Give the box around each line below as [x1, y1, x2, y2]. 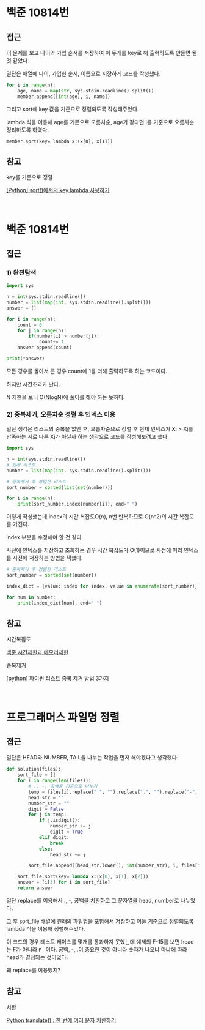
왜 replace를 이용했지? [6, 966, 61, 974]
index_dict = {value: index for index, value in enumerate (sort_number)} [6, 583, 198, 589]
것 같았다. [6, 57, 29, 64]
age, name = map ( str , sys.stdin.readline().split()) [17, 88, 154, 94]
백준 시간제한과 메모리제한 [6, 649, 69, 656]
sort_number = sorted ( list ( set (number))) [6, 484, 113, 490]
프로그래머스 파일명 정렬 [6, 711, 120, 724]
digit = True [49, 829, 84, 835]
